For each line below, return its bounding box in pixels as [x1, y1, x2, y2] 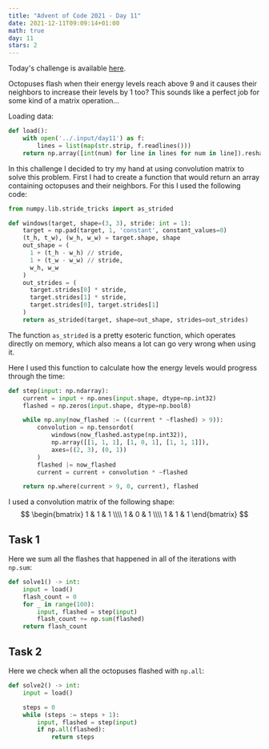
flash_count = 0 [22, 593, 78, 601]
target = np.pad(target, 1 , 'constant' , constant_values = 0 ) [22, 226, 227, 234]
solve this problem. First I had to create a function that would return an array [8, 172, 260, 182]
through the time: [8, 371, 66, 381]
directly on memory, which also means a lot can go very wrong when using [8, 338, 256, 348]
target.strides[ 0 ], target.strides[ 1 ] [29, 301, 159, 309]
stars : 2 [8, 42, 38, 50]
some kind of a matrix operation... [8, 96, 120, 106]
